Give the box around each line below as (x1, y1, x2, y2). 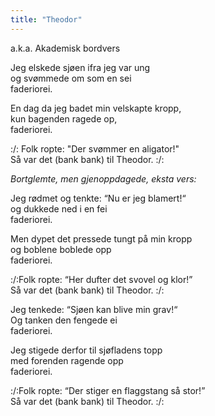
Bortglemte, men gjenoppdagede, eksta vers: (10, 172, 197, 185)
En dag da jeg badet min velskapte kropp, (10, 102, 182, 114)
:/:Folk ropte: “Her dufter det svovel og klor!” (10, 273, 193, 285)
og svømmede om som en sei (10, 72, 132, 84)
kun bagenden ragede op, (10, 112, 118, 125)
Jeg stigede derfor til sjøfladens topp (10, 344, 163, 356)
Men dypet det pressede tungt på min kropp (10, 232, 193, 245)
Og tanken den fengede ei (10, 314, 118, 326)
